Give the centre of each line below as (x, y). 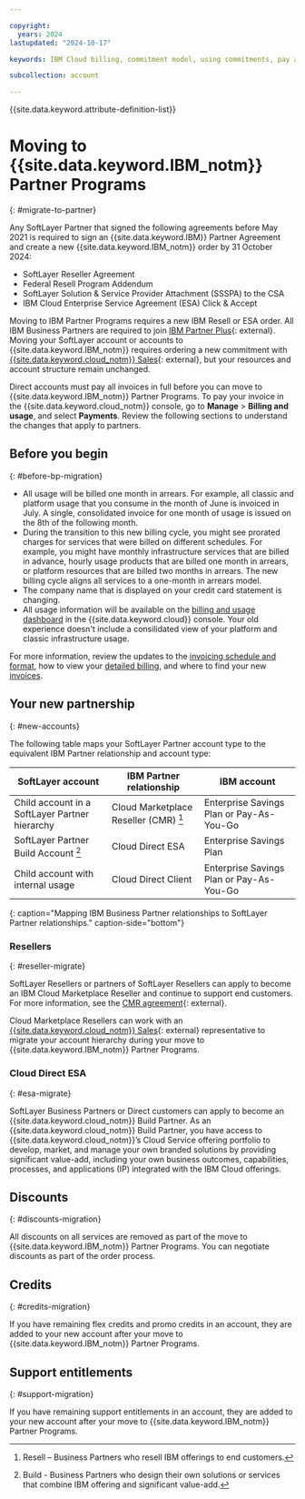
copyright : (30, 25)
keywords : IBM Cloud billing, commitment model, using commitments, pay (150, 59)
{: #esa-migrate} (40, 1093)
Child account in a (52, 802)
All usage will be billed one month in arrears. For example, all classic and (158, 493)
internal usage (44, 885)
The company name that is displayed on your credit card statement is (152, 590)
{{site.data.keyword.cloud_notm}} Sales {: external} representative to (138, 1031)
